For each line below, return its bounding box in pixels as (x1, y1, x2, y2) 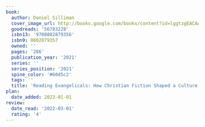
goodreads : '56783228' (11, 26, 69, 32)
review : (6, 100, 26, 106)
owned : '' (11, 43, 36, 49)
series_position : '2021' (11, 65, 75, 72)
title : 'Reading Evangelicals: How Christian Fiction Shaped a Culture (11, 83, 198, 89)
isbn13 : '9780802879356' (11, 32, 75, 38)
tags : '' (11, 77, 34, 83)
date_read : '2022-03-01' (11, 105, 75, 112)
